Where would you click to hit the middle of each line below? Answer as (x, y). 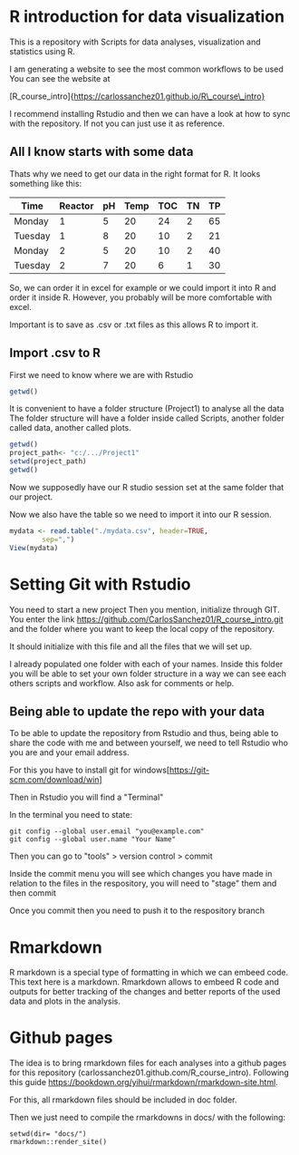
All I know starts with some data (101, 152)
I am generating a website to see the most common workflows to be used (146, 69)
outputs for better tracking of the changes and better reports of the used (145, 992)
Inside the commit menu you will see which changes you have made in (141, 874)
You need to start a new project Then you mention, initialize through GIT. (145, 609)
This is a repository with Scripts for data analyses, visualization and (135, 42)
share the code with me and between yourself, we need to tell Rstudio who (149, 743)
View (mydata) (34, 548)
